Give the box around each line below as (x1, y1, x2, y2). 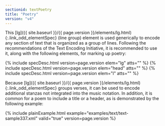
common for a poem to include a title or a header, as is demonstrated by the (5, 96, 159, 101)
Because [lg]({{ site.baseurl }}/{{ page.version (5, 80, 99, 86)
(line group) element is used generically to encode (58, 35, 160, 41)
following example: (5, 101, 43, 107)
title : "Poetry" (5, 12, 38, 17)
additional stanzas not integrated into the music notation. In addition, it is (5, 90, 153, 96)
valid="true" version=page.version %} (38, 116, 116, 122)
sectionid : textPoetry (5, 7, 52, 12)
